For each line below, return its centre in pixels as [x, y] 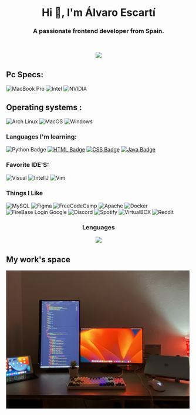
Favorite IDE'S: [28, 165]
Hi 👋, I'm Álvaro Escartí [99, 13]
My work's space [38, 259]
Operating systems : [44, 107]
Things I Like [25, 193]
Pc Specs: [25, 75]
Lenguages [99, 227]
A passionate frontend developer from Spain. [99, 31]
